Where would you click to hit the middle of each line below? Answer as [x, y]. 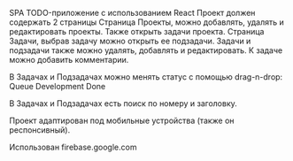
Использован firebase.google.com [73, 147]
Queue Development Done [58, 86]
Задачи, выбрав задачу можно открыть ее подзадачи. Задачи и [130, 41]
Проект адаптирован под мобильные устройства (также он [122, 120]
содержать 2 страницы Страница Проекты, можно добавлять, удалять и [147, 22]
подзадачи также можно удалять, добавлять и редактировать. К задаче [146, 50]
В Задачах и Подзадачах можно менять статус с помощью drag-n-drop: [146, 77]
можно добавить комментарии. [69, 60]
